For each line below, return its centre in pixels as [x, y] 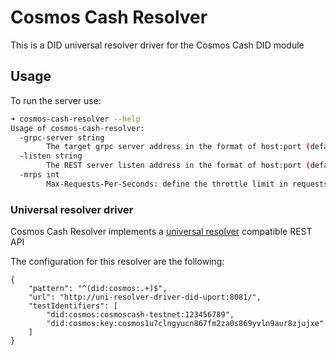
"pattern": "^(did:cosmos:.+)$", [98, 289]
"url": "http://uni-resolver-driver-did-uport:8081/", [145, 297]
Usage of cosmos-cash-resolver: [77, 128]
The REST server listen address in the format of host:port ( [178, 166]
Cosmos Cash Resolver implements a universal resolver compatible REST [161, 232]
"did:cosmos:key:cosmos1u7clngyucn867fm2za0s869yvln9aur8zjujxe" [185, 324]
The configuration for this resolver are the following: [117, 262]
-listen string [51, 156]
